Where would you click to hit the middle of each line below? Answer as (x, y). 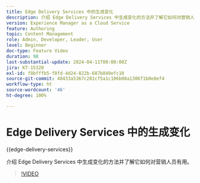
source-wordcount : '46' (36, 90)
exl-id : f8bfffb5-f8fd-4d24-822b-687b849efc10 (65, 73)
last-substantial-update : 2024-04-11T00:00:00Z (67, 62)
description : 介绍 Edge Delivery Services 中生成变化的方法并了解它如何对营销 (98, 17)
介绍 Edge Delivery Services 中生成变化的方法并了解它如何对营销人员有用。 (99, 161)
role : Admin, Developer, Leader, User (54, 40)
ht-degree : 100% (26, 95)
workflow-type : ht (29, 85)
